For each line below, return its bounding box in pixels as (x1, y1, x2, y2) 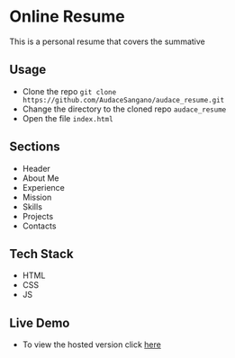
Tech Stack (9, 246, 74, 262)
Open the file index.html (22, 112, 114, 123)
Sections (9, 139, 60, 155)
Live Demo (9, 315, 70, 330)
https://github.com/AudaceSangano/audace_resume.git (22, 95, 225, 104)
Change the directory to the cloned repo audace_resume (22, 103, 227, 114)
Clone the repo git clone (22, 85, 117, 96)
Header (22, 163, 51, 174)
